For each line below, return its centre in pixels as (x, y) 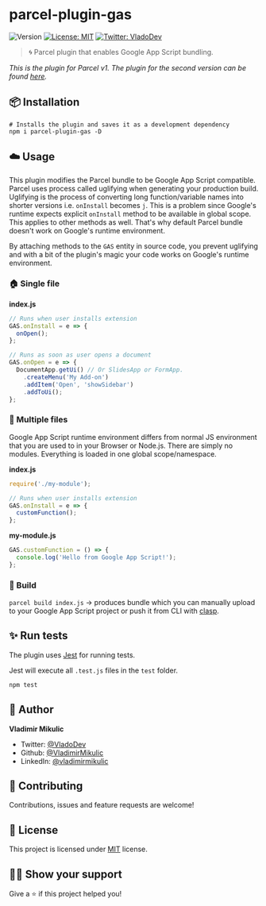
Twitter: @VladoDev (53, 744)
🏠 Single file (35, 283)
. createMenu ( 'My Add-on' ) (66, 377)
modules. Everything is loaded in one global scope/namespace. (113, 453)
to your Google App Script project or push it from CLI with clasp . (114, 611)
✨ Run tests (39, 636)
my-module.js (33, 536)
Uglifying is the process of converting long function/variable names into (127, 197)
